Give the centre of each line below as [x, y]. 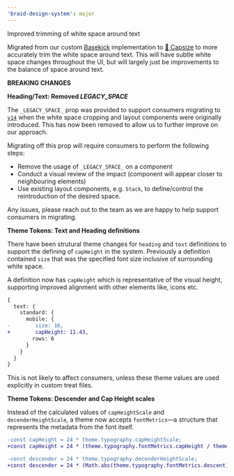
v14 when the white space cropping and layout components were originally [115, 117]
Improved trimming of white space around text [74, 33]
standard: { [37, 313]
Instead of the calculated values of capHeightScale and [86, 413]
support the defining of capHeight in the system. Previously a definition [109, 251]
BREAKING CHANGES [39, 83]
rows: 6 [43, 339]
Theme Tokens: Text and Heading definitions [74, 230]
